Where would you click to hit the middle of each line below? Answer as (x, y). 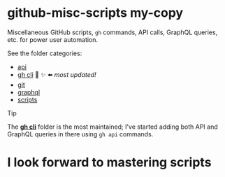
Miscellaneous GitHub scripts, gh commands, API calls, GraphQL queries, (112, 32)
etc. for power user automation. (53, 39)
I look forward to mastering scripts (109, 163)
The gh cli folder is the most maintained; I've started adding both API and (112, 127)
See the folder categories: (45, 53)
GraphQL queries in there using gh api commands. (80, 134)
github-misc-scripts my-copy (95, 13)
